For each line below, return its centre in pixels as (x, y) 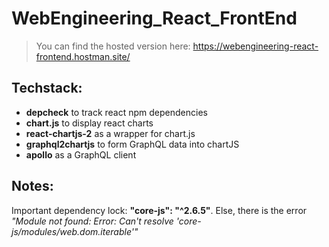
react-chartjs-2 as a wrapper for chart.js (110, 133)
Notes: (32, 186)
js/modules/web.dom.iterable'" (75, 231)
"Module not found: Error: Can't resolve (92, 221)
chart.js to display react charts (89, 123)
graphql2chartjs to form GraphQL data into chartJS (132, 144)
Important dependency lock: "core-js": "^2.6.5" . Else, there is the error (159, 210)
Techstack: (47, 88)
